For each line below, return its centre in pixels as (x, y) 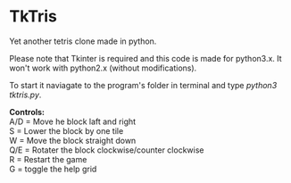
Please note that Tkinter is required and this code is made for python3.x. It (146, 58)
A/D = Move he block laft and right (73, 121)
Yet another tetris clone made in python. (83, 41)
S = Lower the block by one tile (67, 130)
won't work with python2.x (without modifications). (103, 68)
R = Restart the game (48, 159)
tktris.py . (25, 95)
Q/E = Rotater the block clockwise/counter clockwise (107, 150)
